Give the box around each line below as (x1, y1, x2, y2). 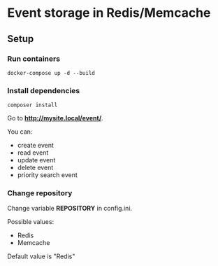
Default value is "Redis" (7, 252, 75, 260)
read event (17, 148, 49, 157)
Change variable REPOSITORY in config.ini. (7, 204, 133, 213)
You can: (7, 127, 33, 136)
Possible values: (7, 218, 54, 226)
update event (17, 156, 56, 164)
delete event (17, 163, 54, 172)
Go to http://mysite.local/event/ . (7, 114, 103, 122)
